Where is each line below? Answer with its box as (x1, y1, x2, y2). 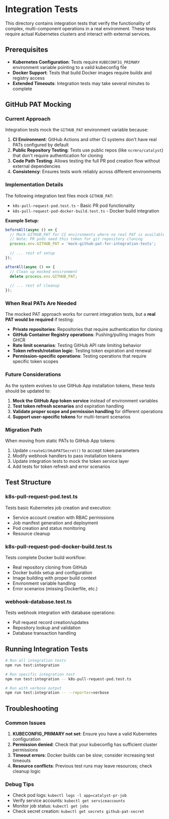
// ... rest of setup (10, 251, 55, 256)
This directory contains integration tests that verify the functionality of (5, 20, 150, 26)
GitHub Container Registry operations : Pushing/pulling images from (12, 331, 155, 338)
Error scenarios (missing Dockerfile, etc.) (12, 585, 98, 591)
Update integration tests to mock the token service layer (12, 458, 129, 464)
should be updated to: (5, 388, 51, 394)
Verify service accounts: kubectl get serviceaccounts (12, 797, 125, 804)
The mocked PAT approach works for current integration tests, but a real (5, 311, 156, 317)
